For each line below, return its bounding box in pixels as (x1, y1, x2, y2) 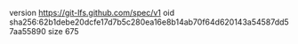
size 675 (47, 26, 79, 36)
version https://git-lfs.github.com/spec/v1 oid (9, 8, 175, 18)
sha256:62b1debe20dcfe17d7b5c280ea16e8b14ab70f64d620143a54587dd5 (9, 17, 289, 27)
